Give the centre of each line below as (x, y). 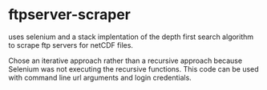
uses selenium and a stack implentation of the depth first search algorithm (131, 37)
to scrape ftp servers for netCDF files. (71, 45)
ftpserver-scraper (69, 15)
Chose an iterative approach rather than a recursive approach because (125, 61)
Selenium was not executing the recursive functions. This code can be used (133, 68)
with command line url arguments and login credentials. (100, 77)
